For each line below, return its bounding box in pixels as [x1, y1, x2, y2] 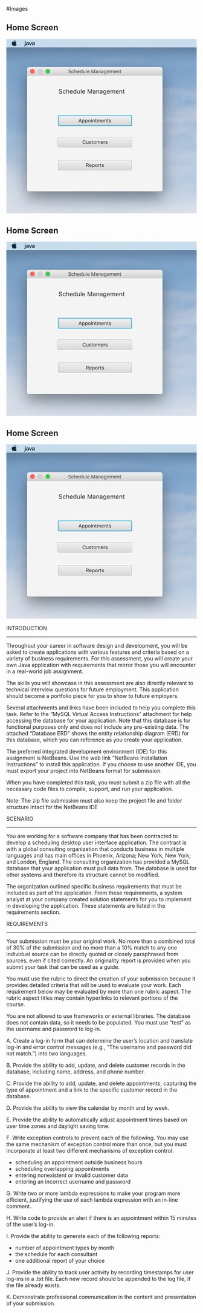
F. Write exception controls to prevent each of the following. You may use [6, 1134, 189, 1142]
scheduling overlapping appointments [14, 1165, 110, 1173]
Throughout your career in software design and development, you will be [6, 642, 188, 650]
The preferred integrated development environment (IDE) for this [6, 748, 167, 755]
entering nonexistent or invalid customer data [14, 1171, 129, 1179]
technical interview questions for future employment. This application [6, 686, 179, 693]
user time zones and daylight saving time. [6, 1122, 110, 1130]
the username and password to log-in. [6, 1025, 101, 1033]
